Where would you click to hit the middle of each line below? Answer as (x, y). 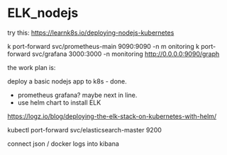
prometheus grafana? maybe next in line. (77, 95)
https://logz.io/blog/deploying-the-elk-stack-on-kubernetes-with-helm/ (112, 116)
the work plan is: (32, 67)
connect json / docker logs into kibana (63, 144)
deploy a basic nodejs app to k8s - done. (67, 81)
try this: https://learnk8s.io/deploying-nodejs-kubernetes (91, 33)
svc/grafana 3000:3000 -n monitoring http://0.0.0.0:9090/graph (126, 54)
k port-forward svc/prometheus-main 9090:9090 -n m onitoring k (104, 46)
